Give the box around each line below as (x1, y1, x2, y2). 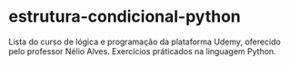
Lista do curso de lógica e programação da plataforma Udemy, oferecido (8, 36, 281, 47)
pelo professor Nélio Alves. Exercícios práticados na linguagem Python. (8, 45, 276, 56)
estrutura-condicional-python (8, 6, 242, 27)
